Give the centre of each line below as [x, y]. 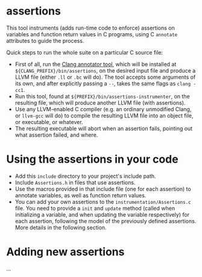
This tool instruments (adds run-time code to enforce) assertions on [90, 28]
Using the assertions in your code [93, 159]
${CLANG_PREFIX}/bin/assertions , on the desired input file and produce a [105, 70]
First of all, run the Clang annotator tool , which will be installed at [96, 64]
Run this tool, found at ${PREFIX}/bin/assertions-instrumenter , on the [102, 96]
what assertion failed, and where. [56, 135]
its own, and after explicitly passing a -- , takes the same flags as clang [103, 83]
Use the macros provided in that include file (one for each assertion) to [103, 189]
